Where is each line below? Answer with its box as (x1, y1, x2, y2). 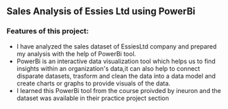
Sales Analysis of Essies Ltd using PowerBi (6, 6, 195, 17)
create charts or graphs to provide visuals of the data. (16, 79, 170, 87)
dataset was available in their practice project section (16, 94, 169, 102)
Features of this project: (6, 26, 89, 36)
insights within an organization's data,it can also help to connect (16, 64, 200, 72)
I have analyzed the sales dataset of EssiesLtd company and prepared (16, 42, 217, 51)
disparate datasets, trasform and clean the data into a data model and (16, 72, 216, 80)
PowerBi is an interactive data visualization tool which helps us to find (16, 57, 216, 65)
